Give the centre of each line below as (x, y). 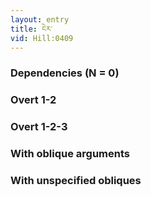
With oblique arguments (70, 154)
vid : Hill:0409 (42, 38)
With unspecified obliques (76, 180)
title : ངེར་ (31, 29)
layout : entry (40, 19)
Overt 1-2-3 (39, 127)
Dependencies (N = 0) (65, 73)
